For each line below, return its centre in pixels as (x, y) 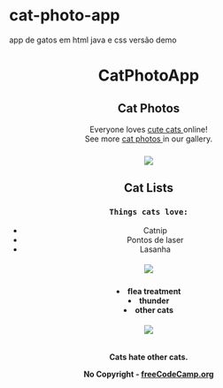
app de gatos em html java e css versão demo (93, 40)
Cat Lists (149, 188)
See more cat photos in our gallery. (149, 139)
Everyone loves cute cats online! (149, 129)
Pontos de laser (155, 240)
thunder (154, 301)
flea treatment (154, 291)
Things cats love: (149, 212)
